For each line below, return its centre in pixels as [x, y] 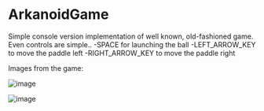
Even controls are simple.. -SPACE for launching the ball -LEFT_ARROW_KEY [132, 44]
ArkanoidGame [59, 15]
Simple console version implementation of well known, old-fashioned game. [131, 36]
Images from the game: [46, 68]
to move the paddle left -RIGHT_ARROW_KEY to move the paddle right [122, 53]
